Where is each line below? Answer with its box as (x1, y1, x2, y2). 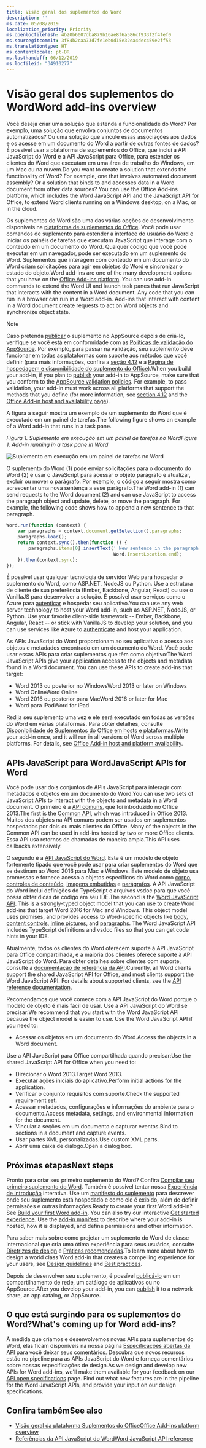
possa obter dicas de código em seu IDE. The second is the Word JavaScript (6, 894, 199, 901)
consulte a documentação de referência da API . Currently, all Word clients (6, 964, 192, 972)
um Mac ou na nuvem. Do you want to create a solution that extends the (6, 166, 187, 173)
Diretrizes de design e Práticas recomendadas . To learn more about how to (6, 1247, 194, 1254)
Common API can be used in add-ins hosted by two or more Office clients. (6, 829, 194, 836)
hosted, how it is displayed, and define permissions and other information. (6, 1222, 194, 1230)
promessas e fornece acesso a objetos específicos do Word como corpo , (6, 874, 192, 881)
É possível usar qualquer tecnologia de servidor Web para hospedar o (6, 573, 183, 581)
